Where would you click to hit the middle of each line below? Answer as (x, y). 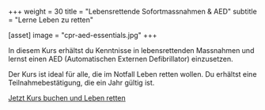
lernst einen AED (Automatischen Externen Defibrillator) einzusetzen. (121, 59)
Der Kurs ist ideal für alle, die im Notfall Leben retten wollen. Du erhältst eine (132, 74)
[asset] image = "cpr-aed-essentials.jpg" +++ (83, 35)
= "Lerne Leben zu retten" (51, 20)
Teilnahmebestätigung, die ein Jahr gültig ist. (81, 83)
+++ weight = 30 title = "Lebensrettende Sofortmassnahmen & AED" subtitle (132, 11)
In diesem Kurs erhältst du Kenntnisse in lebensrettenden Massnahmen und (131, 50)
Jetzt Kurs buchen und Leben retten (67, 98)
